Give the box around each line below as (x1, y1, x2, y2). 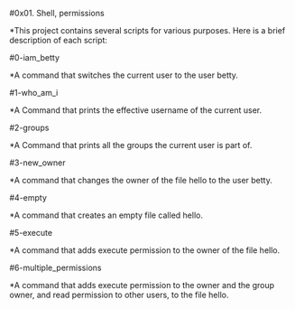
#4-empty (9, 192, 48, 202)
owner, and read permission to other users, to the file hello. (9, 289, 229, 300)
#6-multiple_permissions (9, 262, 102, 273)
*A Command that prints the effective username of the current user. (9, 105, 263, 116)
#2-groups (9, 122, 50, 133)
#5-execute (9, 228, 52, 238)
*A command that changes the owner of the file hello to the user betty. (9, 175, 272, 185)
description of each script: (9, 35, 108, 45)
